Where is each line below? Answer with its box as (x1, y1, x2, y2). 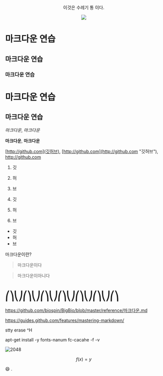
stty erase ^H (5, 327, 32, 333)
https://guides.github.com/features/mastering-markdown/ (5, 317, 125, 323)
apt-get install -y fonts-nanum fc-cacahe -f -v (5, 337, 100, 343)
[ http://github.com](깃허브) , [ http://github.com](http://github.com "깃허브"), (5, 148, 159, 154)
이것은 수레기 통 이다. (63, 5, 105, 11)
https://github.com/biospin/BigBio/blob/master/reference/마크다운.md (5, 307, 148, 313)
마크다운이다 (17, 262, 42, 268)
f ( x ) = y (76, 356, 92, 362)
